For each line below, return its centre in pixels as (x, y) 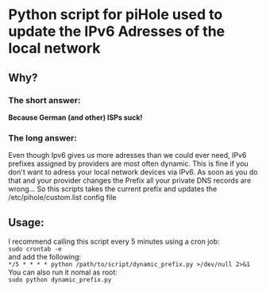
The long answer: (42, 138)
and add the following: (45, 256)
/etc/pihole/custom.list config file (62, 198)
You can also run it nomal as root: (63, 272)
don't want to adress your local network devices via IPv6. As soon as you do (133, 172)
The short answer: (44, 100)
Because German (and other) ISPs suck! (75, 117)
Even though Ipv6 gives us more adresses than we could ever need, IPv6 (127, 156)
